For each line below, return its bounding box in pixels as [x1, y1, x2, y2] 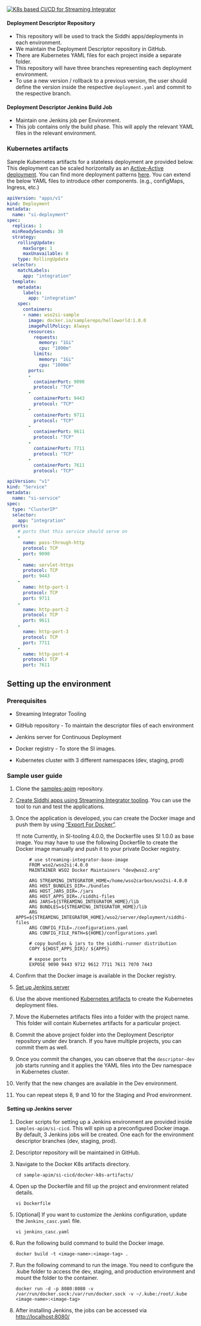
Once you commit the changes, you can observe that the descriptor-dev [15, 1056, 195, 1063]
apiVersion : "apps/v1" [7, 195, 63, 201]
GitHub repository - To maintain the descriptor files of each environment [15, 722, 194, 729]
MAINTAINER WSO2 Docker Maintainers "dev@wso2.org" [29, 868, 161, 874]
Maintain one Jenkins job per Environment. [15, 117, 121, 124]
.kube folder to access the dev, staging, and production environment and [15, 1268, 196, 1275]
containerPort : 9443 [33, 396, 85, 402]
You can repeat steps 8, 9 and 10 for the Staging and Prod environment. [15, 1091, 193, 1099]
